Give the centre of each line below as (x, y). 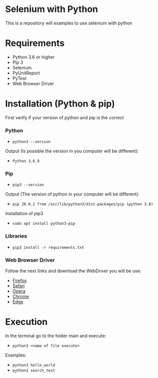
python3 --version (31, 142)
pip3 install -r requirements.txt (48, 247)
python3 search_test (34, 371)
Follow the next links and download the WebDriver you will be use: (73, 271)
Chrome (21, 296)
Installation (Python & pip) (60, 104)
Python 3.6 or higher (33, 57)
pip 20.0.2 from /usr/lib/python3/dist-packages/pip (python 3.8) (83, 204)
